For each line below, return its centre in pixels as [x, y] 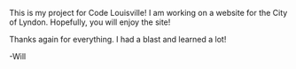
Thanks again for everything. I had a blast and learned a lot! [118, 39]
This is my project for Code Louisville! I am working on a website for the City [148, 13]
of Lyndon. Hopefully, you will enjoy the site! [90, 22]
